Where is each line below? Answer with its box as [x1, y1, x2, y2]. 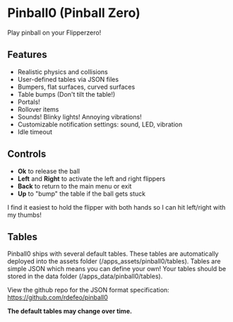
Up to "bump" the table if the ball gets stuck [17, 189, 146, 198]
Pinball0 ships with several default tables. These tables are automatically [7, 249, 219, 258]
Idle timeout [17, 127, 53, 136]
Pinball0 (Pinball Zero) [7, 5, 141, 21]
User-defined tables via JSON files [17, 75, 119, 83]
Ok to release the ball [17, 167, 80, 175]
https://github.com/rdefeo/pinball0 [7, 293, 108, 302]
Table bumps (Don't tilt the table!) [17, 90, 116, 98]
